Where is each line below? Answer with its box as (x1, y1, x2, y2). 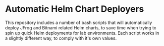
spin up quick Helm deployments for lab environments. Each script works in (5, 30, 160, 36)
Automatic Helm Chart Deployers (5, 3, 144, 15)
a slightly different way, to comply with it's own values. (5, 35, 117, 41)
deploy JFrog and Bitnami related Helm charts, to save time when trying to (5, 24, 157, 30)
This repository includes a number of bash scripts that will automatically (5, 20, 152, 25)
